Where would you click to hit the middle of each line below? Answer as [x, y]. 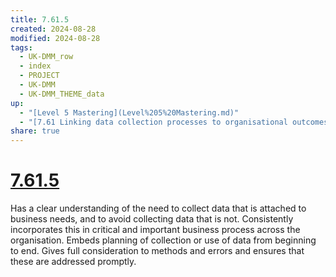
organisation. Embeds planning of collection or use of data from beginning [163, 240]
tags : [21, 47]
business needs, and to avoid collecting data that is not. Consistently [152, 219]
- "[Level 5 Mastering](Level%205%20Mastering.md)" [129, 112]
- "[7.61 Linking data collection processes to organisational [153, 122]
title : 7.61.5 [40, 19]
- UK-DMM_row [46, 57]
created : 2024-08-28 [53, 29]
